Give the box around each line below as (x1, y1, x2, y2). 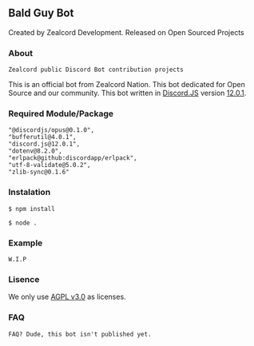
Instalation (8, 187, 51, 198)
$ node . (8, 219, 38, 227)
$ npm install (8, 205, 56, 213)
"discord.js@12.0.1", (8, 140, 81, 149)
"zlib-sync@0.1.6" (8, 168, 69, 177)
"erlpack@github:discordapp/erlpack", (8, 154, 137, 162)
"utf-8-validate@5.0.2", (8, 161, 91, 169)
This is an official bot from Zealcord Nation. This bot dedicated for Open (8, 80, 246, 89)
